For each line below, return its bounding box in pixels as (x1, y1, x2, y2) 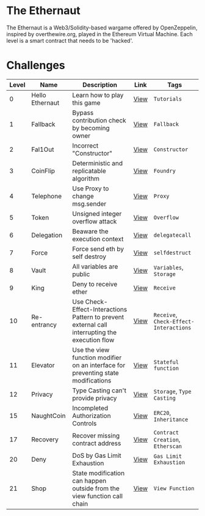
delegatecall (153, 231, 192, 239)
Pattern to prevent (72, 313, 124, 321)
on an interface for (72, 361, 126, 369)
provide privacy (72, 394, 117, 402)
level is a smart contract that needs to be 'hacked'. (6, 37, 133, 44)
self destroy (72, 252, 107, 261)
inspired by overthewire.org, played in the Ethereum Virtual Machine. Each (6, 30, 193, 37)
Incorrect (72, 141, 99, 150)
